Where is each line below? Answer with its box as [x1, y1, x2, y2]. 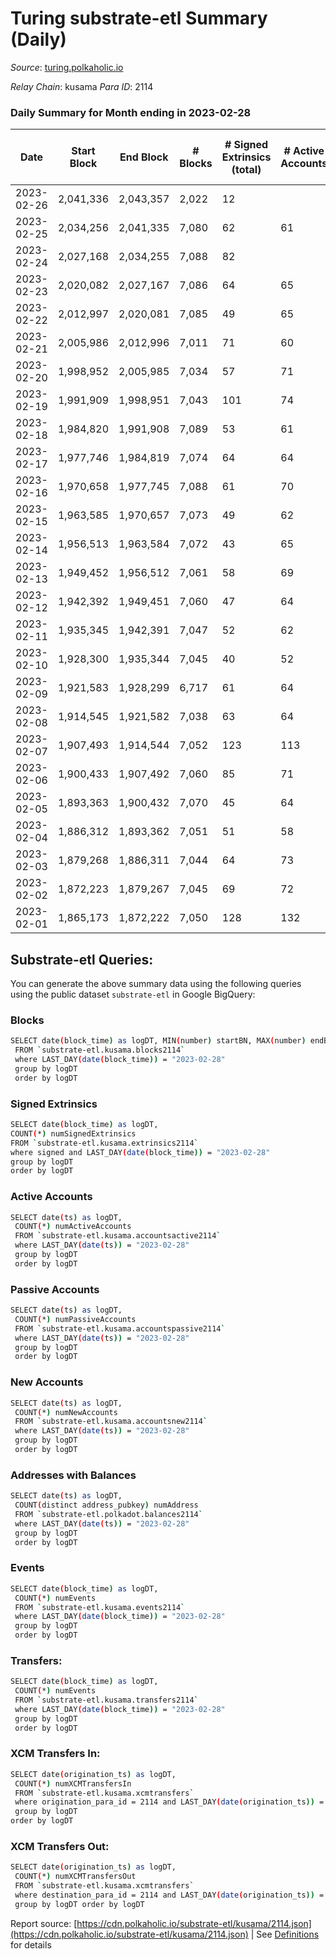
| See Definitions [250, 1928, 320, 1940]
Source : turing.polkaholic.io [10, 61, 124, 73]
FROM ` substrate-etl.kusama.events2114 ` [14, 1602, 186, 1612]
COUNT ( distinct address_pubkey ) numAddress [14, 1500, 199, 1511]
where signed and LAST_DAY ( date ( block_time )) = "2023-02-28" [10, 1147, 271, 1157]
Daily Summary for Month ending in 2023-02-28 [10, 105, 252, 119]
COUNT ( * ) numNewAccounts [14, 1407, 118, 1417]
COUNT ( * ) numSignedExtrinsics [10, 1128, 137, 1139]
